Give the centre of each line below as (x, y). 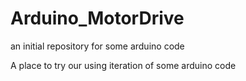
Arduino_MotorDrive (97, 18)
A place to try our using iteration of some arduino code (123, 65)
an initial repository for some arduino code (97, 46)
